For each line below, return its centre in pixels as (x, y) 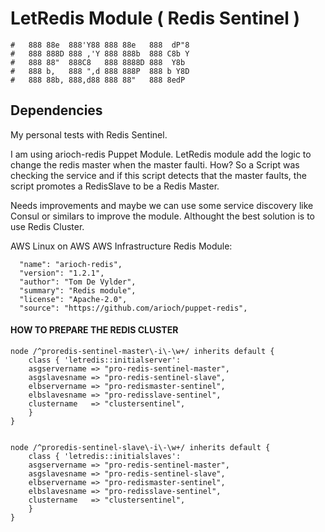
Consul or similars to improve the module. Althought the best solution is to (162, 216)
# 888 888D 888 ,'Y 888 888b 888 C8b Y (100, 53)
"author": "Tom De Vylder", (78, 282)
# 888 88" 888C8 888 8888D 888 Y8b (98, 62)
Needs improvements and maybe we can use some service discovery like (162, 205)
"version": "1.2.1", (62, 273)
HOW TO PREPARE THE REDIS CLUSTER (94, 330)
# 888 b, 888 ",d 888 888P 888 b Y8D (100, 71)
